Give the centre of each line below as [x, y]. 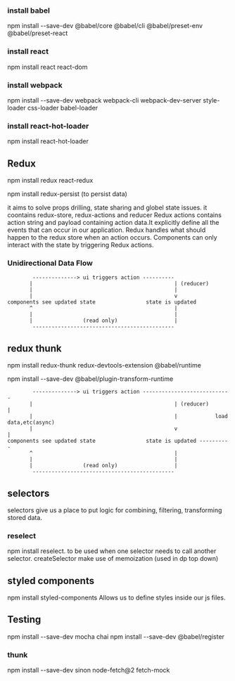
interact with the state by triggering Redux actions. [81, 245]
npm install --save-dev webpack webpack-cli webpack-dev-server [104, 100]
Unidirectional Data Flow [50, 263]
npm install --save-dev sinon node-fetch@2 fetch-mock [89, 670]
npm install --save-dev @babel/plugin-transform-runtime [90, 379]
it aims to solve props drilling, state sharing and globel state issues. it [107, 207]
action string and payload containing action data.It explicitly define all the [113, 222]
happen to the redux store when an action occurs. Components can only [112, 237]
